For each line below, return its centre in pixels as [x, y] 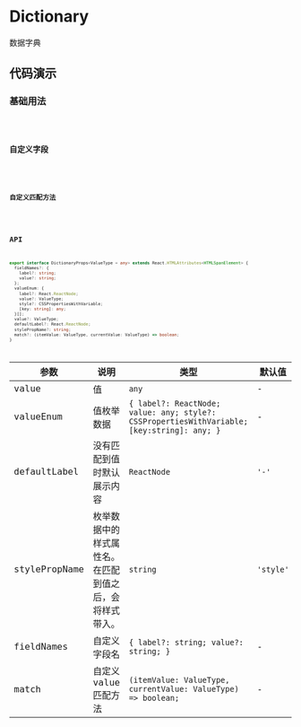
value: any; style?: [172, 412]
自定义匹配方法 [33, 197]
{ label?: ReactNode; [175, 403]
